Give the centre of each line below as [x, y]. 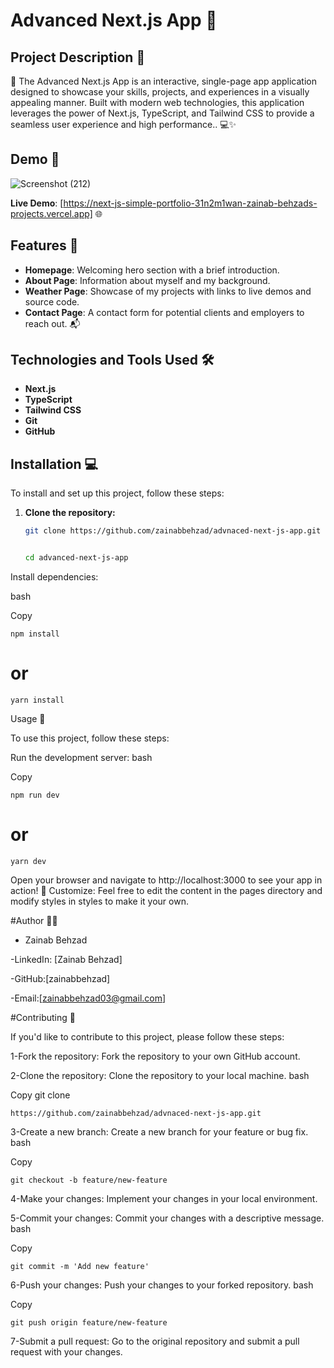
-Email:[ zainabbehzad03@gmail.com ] [88, 998]
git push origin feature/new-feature [89, 1322]
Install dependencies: [54, 577]
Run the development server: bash [81, 757]
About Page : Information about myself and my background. [147, 280]
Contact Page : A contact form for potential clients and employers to [164, 312]
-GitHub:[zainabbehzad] [60, 978]
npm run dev [35, 795]
